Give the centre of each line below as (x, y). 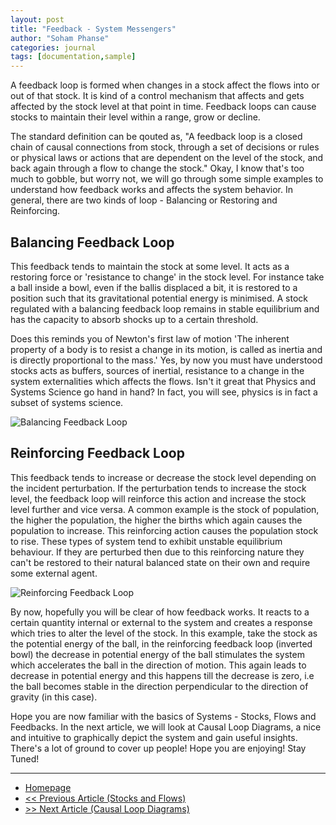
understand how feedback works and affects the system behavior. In (151, 190)
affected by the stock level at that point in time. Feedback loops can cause (163, 107)
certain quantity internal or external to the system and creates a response (161, 622)
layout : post (37, 19)
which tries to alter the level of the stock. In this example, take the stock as (164, 633)
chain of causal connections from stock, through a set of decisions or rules (165, 147)
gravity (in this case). (54, 697)
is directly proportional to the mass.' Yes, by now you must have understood (166, 360)
